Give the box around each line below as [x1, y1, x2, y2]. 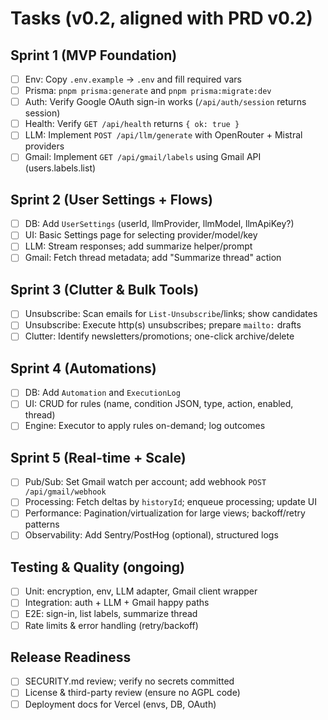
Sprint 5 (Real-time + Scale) [10, 449, 187, 466]
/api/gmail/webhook [24, 487, 107, 497]
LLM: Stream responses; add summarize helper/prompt [24, 240, 253, 252]
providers [24, 140, 65, 152]
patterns [24, 518, 60, 531]
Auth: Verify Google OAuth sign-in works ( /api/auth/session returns [24, 96, 307, 108]
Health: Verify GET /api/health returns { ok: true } [24, 118, 240, 130]
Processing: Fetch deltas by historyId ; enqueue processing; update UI [24, 496, 317, 508]
